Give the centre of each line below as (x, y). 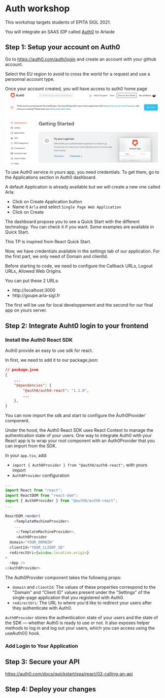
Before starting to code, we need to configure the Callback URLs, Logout (79, 266)
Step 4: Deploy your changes (50, 689)
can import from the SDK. (31, 446)
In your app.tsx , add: (26, 455)
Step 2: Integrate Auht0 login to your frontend (77, 326)
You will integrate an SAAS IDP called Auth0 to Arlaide (60, 32)
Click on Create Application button (47, 202)
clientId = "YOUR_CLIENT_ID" (37, 547)
